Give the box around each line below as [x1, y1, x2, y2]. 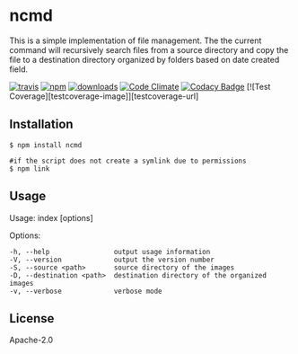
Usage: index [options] [9, 212, 94, 223]
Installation [9, 117, 74, 132]
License [9, 311, 55, 326]
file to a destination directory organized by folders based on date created [9, 54, 280, 65]
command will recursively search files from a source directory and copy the [9, 44, 289, 55]
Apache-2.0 [9, 334, 54, 346]
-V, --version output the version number [9, 255, 215, 264]
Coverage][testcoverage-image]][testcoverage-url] [9, 91, 199, 102]
